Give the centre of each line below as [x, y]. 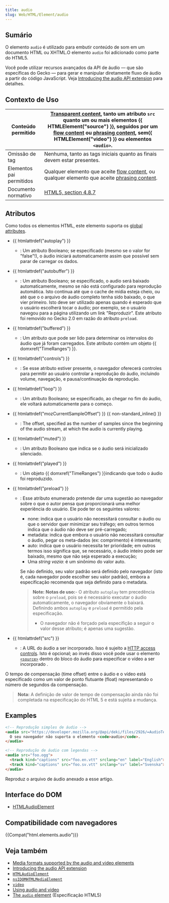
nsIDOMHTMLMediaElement [37, 880]
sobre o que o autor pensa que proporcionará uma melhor [80, 503]
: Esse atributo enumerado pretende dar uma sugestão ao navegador [92, 498]
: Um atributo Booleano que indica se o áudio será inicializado [84, 448]
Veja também [26, 851]
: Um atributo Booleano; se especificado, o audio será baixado [84, 281]
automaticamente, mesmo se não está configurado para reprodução [91, 286]
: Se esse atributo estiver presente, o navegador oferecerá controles [91, 368]
